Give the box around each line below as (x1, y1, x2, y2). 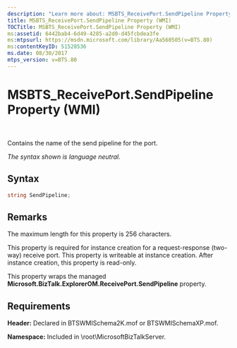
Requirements (7, 300, 71, 312)
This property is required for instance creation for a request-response (7, 244, 210, 252)
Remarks (7, 211, 48, 223)
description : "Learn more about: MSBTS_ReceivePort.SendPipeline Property (7, 10, 232, 18)
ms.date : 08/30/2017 (7, 50, 68, 57)
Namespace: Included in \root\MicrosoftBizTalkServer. (7, 332, 166, 341)
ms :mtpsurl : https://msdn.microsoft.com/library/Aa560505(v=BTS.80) (7, 37, 213, 44)
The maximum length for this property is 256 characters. (7, 230, 172, 239)
